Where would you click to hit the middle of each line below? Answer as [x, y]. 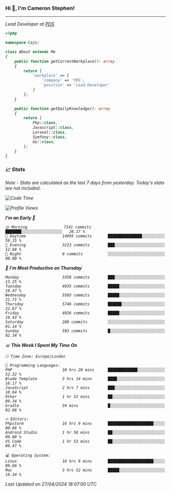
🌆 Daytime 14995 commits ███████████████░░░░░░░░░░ [85, 236]
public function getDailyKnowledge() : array [62, 109]
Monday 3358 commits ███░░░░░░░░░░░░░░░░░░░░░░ [85, 277]
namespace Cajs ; [22, 43]
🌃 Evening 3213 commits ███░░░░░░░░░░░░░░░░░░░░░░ [85, 245]
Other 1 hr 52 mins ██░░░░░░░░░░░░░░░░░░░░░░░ [85, 396]
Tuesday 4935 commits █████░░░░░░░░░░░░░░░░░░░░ [85, 286]
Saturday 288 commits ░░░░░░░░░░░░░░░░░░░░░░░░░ [85, 322]
